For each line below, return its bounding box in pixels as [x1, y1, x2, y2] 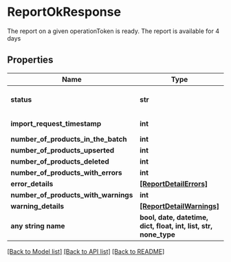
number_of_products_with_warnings [10, 190, 133, 199]
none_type [140, 230, 175, 239]
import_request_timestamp [10, 118, 102, 128]
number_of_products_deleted [10, 156, 109, 166]
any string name [10, 221, 65, 230]
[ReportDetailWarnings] [140, 201, 220, 210]
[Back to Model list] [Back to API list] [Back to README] [7, 247, 165, 255]
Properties [7, 54, 54, 66]
